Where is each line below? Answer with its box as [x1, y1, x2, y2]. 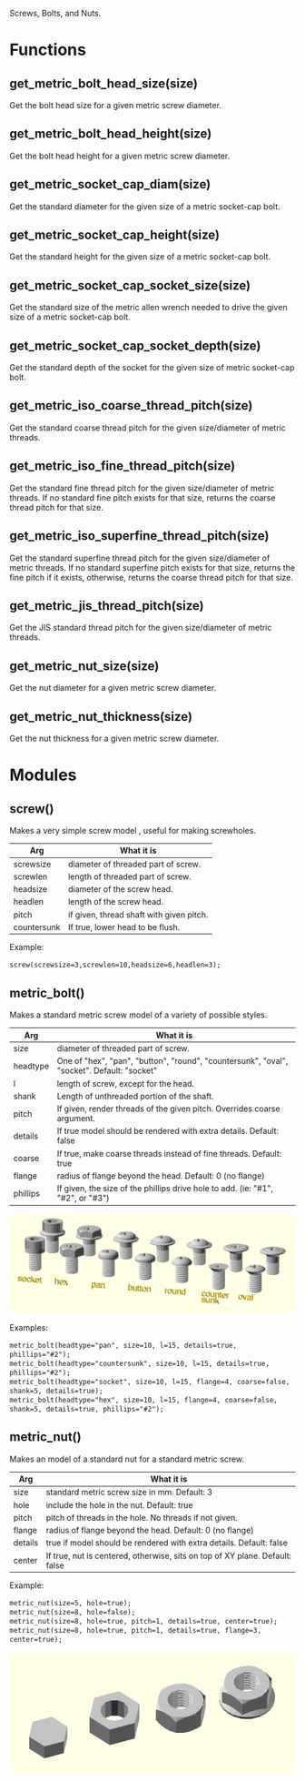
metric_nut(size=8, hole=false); [9, 1608, 136, 1617]
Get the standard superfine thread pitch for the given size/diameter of [9, 552, 271, 563]
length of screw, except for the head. [56, 1078, 195, 1088]
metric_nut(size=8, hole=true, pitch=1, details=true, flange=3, [9, 1626, 261, 1635]
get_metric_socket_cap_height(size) [9, 228, 221, 243]
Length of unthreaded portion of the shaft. [56, 1090, 214, 1101]
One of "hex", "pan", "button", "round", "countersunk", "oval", [56, 1056, 289, 1067]
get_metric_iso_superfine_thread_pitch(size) [9, 528, 270, 544]
